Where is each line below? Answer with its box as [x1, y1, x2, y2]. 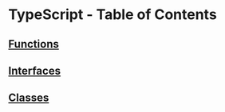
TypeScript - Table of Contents [8, 6, 217, 24]
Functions [8, 37, 60, 51]
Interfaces [8, 64, 61, 77]
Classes [8, 91, 49, 105]
